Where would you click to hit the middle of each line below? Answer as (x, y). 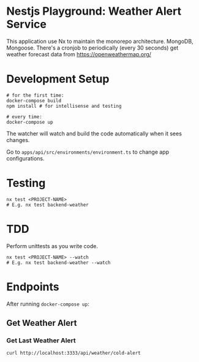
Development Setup (58, 79)
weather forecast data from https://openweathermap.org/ (79, 54)
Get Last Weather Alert (41, 340)
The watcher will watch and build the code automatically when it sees (94, 134)
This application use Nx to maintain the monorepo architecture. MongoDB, (100, 41)
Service (27, 24)
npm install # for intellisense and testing (64, 106)
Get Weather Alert (42, 323)
